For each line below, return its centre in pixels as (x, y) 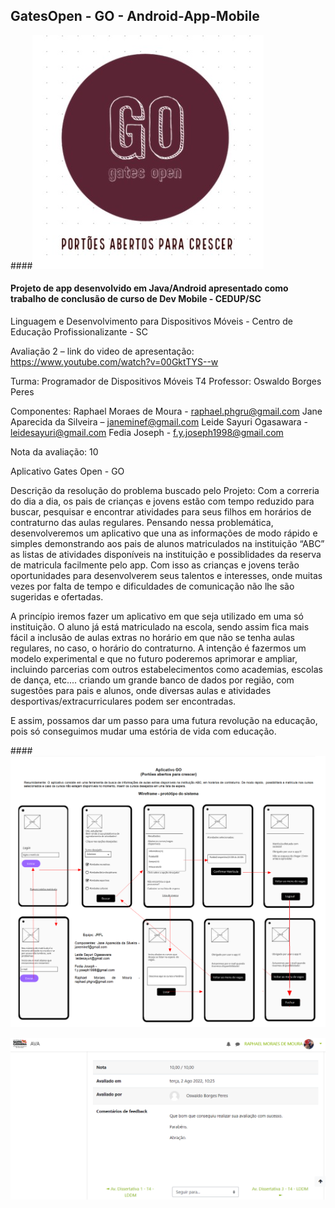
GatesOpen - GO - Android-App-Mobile (135, 16)
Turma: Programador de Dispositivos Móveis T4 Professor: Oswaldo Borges (166, 381)
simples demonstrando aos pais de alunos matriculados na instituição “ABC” (167, 544)
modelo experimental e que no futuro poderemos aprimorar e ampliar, (154, 659)
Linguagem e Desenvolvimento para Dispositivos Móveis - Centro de (151, 321)
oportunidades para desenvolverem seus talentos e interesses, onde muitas (166, 576)
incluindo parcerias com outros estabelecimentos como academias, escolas (166, 670)
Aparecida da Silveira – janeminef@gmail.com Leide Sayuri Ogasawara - (159, 422)
